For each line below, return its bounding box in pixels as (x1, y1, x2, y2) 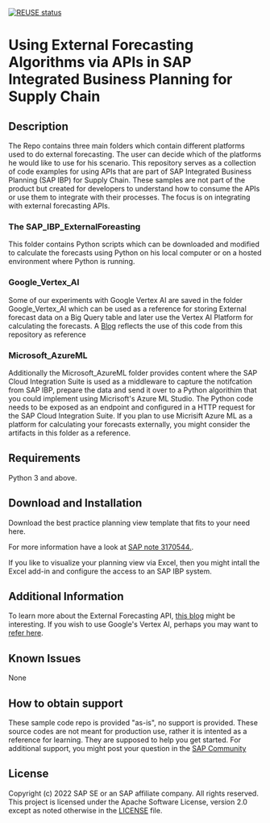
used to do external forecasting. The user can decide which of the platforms (8, 149, 262, 159)
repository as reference (8, 330, 87, 339)
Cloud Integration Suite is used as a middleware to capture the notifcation (8, 376, 252, 386)
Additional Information (8, 590, 124, 603)
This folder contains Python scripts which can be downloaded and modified (8, 239, 260, 250)
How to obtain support (8, 696, 123, 710)
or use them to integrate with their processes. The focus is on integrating (8, 192, 251, 202)
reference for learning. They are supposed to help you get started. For (8, 735, 242, 745)
